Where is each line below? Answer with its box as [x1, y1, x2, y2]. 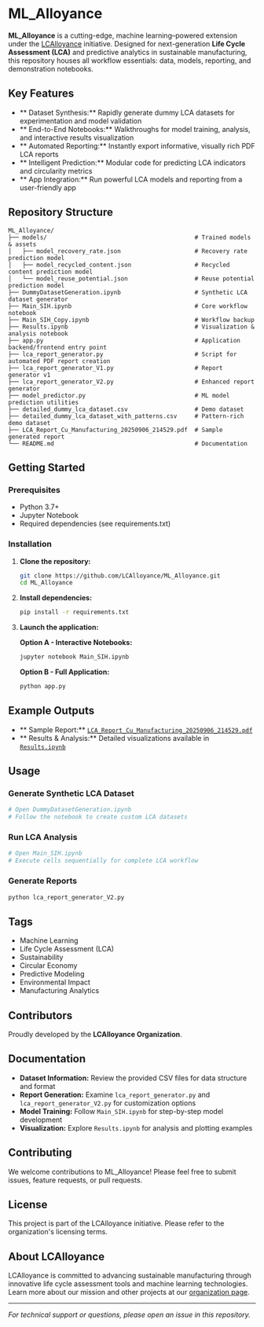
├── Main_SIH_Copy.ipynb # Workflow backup [8, 316, 255, 324]
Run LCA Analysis [8, 832, 78, 843]
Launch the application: [19, 622, 99, 632]
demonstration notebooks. [8, 64, 94, 73]
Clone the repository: [19, 556, 91, 566]
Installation [8, 539, 53, 550]
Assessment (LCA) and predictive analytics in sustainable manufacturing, [8, 47, 247, 57]
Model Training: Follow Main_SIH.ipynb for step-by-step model [19, 1106, 224, 1116]
